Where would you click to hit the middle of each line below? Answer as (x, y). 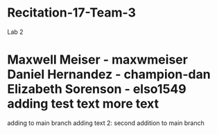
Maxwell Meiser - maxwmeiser (98, 60)
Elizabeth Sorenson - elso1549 (97, 89)
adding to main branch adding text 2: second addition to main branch (106, 123)
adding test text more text (83, 104)
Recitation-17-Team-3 (72, 13)
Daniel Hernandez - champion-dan (109, 75)
